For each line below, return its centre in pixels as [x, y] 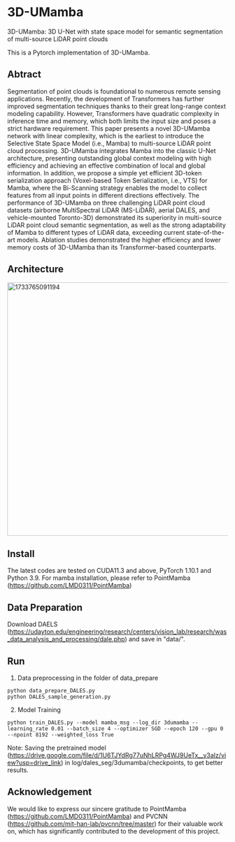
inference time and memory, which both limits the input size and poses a [112, 121]
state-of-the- [205, 232]
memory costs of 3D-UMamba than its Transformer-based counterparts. [112, 247]
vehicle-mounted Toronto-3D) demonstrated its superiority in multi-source [115, 217]
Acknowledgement [50, 792]
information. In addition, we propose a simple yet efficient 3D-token [105, 173]
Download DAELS [33, 624]
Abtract [24, 74]
